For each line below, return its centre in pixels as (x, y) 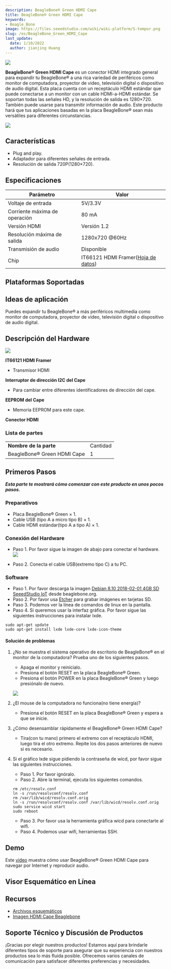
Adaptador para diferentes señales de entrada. (62, 159)
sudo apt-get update (27, 625)
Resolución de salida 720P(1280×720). (53, 164)
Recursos (21, 899)
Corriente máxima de (33, 211)
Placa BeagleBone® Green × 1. (45, 514)
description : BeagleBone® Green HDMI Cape (51, 10)
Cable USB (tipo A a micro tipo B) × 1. (52, 519)
